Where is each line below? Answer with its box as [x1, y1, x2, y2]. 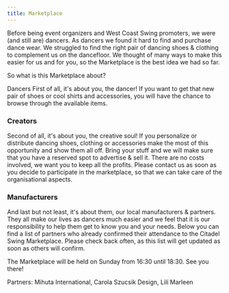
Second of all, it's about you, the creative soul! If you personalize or [7, 131, 198, 140]
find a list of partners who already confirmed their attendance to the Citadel [7, 230, 220, 238]
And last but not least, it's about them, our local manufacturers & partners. [7, 208, 216, 216]
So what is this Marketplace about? [7, 71, 106, 79]
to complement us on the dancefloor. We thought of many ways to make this [7, 51, 222, 59]
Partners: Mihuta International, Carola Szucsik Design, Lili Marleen [7, 278, 193, 286]
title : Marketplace [7, 10, 63, 17]
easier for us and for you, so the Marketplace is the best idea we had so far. [7, 58, 220, 66]
